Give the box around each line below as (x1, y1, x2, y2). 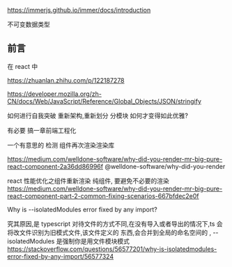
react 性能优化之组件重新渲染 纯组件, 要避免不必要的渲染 (7, 177, 169, 185)
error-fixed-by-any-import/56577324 (7, 252, 114, 260)
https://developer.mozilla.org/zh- (7, 90, 102, 98)
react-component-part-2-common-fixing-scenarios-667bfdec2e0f (7, 191, 200, 200)
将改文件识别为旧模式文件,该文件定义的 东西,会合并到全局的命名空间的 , (7, 228, 211, 236)
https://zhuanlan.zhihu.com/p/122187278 (7, 76, 125, 84)
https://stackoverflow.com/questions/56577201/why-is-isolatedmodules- (7, 245, 217, 253)
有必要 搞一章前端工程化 (7, 126, 77, 134)
